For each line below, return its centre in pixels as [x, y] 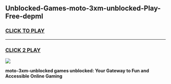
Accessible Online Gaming [34, 76]
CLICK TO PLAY [25, 31]
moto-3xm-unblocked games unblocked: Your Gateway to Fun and [77, 70]
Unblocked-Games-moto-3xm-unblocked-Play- [83, 8]
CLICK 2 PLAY [23, 50]
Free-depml [24, 17]
